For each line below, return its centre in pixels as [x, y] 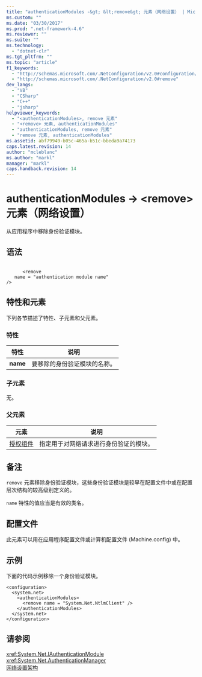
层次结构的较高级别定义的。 [41, 490]
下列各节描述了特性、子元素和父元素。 [54, 318]
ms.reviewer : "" [26, 34]
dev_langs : [20, 85]
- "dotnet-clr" [31, 51]
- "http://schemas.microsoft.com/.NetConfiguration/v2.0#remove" [95, 79]
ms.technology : [25, 46]
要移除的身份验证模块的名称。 [74, 364]
